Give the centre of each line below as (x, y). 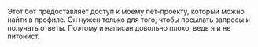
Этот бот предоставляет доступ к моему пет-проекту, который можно (126, 11)
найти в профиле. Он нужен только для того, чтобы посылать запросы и (129, 20)
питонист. (24, 36)
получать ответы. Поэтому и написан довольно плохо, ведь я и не (119, 28)
